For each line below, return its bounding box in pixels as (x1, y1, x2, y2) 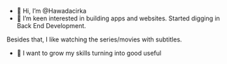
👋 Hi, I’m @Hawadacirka (16, 7, 87, 15)
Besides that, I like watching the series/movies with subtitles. (6, 35, 183, 44)
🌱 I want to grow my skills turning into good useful (16, 49, 162, 57)
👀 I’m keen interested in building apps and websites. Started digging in (16, 14, 220, 23)
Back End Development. (16, 22, 87, 30)
